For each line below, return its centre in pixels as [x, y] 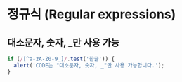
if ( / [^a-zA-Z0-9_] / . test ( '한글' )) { [61, 59]
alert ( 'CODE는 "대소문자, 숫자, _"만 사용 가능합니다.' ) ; [89, 65]
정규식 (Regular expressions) [92, 14]
